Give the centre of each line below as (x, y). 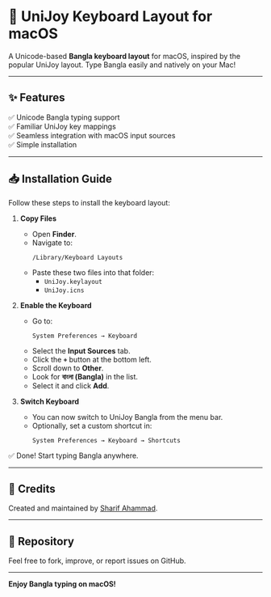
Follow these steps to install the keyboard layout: (90, 202)
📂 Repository (42, 541)
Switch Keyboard (49, 401)
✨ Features (37, 97)
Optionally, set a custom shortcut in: (92, 426)
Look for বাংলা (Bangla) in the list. (85, 376)
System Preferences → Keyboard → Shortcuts (106, 440)
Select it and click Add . (71, 385)
